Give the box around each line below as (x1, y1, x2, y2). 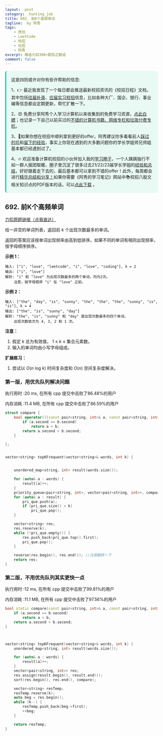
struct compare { (5, 411, 40, 416)
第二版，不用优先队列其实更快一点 (5, 574, 85, 581)
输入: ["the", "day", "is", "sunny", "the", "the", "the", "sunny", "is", (5, 300, 158, 304)
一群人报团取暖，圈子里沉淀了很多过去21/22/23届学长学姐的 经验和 (15, 162, 148, 168)
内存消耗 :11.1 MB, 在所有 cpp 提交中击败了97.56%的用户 (5, 597, 117, 602)
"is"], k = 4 (5, 304, 32, 309)
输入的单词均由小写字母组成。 (12, 345, 72, 351)
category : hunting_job (5, 12, 53, 17)
